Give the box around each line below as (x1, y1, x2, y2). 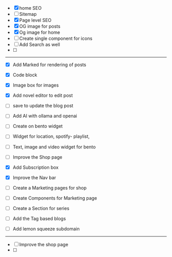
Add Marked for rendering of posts (12, 61, 87, 68)
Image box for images (12, 82, 59, 89)
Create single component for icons (19, 35, 93, 41)
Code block (12, 72, 37, 78)
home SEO (19, 5, 42, 11)
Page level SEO (19, 17, 52, 23)
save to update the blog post (12, 102, 73, 109)
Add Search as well (19, 41, 60, 48)
